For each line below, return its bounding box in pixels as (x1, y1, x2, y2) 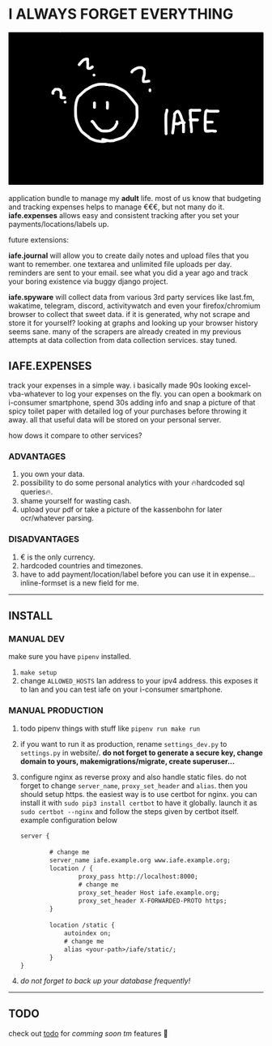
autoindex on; (63, 929, 112, 937)
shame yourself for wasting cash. (19, 496, 132, 506)
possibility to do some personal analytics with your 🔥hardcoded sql (19, 478, 245, 487)
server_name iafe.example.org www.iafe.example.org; (49, 856, 232, 864)
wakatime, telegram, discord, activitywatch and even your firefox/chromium (8, 301, 261, 311)
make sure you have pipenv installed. (8, 652, 132, 662)
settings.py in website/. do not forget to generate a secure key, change (19, 748, 263, 757)
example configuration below (19, 815, 118, 825)
